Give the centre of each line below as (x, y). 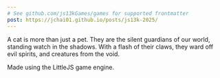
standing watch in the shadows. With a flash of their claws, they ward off (110, 47)
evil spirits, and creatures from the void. (64, 54)
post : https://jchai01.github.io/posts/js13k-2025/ (82, 20)
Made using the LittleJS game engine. (61, 67)
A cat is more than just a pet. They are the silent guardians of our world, (109, 39)
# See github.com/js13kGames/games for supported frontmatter (98, 13)
